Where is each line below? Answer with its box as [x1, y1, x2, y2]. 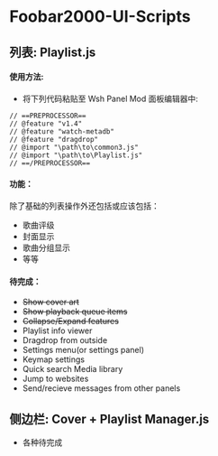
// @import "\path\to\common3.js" [9, 143, 140, 152]
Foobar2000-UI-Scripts [9, 6, 191, 27]
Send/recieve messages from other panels [22, 383, 181, 394]
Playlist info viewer [22, 325, 93, 336]
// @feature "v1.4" [9, 119, 83, 128]
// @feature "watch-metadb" [9, 126, 115, 136]
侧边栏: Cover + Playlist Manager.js [9, 411, 210, 426]
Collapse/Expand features [22, 316, 120, 327]
